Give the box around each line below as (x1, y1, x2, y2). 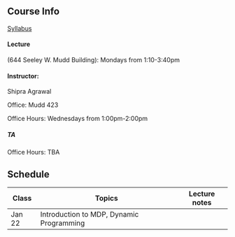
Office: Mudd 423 (7, 101, 59, 109)
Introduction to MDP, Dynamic (40, 210, 139, 219)
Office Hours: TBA (7, 148, 60, 157)
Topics (94, 194, 118, 203)
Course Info (7, 6, 60, 17)
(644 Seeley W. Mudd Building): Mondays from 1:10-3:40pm (7, 56, 180, 64)
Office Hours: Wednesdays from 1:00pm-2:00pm (7, 115, 148, 123)
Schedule (7, 168, 50, 180)
